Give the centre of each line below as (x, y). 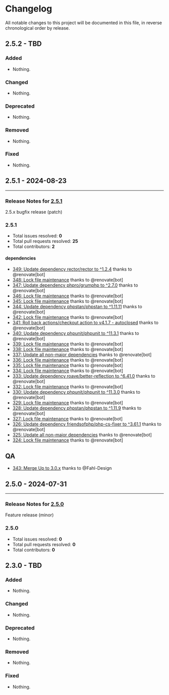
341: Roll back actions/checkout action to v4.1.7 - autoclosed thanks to (85, 323)
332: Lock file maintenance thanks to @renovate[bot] (68, 387)
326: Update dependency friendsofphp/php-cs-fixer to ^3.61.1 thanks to (87, 424)
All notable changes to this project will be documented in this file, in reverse (84, 23)
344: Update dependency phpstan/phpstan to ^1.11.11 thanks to (77, 307)
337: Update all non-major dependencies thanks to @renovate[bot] (82, 355)
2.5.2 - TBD (23, 44)
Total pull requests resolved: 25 (45, 241)
